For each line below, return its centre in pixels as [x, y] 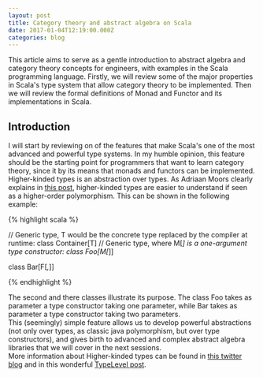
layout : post [30, 15]
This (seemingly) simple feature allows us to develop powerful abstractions [130, 323]
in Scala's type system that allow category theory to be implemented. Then [130, 85]
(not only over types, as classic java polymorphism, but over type [114, 331]
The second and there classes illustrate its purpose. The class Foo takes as [130, 297]
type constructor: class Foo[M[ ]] [61, 252]
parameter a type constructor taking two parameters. [94, 314]
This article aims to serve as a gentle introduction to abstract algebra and [127, 60]
